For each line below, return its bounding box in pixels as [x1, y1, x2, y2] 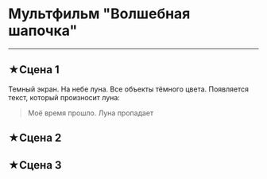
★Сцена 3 [8, 158, 62, 172]
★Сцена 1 [8, 63, 60, 76]
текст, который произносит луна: [8, 92, 121, 102]
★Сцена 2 [8, 131, 62, 145]
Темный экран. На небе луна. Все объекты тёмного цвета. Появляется [8, 84, 249, 94]
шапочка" [8, 21, 78, 40]
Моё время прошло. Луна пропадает [27, 108, 154, 118]
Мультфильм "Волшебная [8, 5, 191, 23]
